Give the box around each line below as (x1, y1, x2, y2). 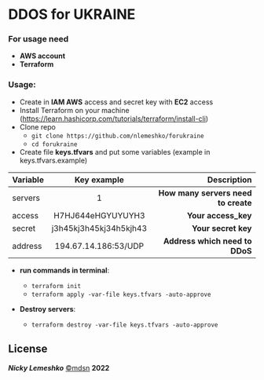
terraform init (31, 282, 81, 290)
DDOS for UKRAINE (8, 5, 136, 24)
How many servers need (158, 187, 252, 198)
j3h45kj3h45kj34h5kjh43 (51, 222, 148, 233)
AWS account (19, 51, 65, 60)
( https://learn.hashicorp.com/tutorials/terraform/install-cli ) (19, 114, 209, 123)
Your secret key (191, 222, 252, 233)
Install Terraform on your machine (19, 105, 130, 115)
